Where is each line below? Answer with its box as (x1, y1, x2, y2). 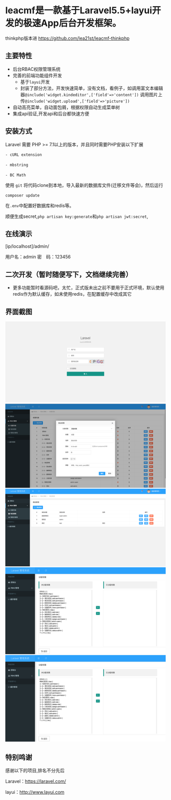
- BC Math (5, 173, 26, 178)
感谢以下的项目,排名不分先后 (5, 767, 65, 774)
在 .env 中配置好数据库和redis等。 (5, 202, 74, 209)
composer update (5, 193, 40, 198)
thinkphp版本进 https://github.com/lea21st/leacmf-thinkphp (5, 35, 130, 41)
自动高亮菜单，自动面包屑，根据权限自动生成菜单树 (12, 104, 120, 110)
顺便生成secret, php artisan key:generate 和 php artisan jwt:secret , (5, 213, 149, 219)
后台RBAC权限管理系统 (12, 66, 61, 72)
